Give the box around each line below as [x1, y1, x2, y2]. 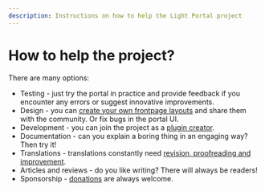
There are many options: [8, 73, 90, 83]
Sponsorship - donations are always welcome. [19, 173, 174, 183]
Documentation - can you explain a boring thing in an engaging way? [19, 131, 248, 140]
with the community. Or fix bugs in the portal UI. [19, 114, 179, 124]
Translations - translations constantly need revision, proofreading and [19, 148, 251, 157]
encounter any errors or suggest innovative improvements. [19, 97, 214, 107]
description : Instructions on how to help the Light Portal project [8, 11, 243, 20]
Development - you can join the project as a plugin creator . [19, 122, 215, 132]
